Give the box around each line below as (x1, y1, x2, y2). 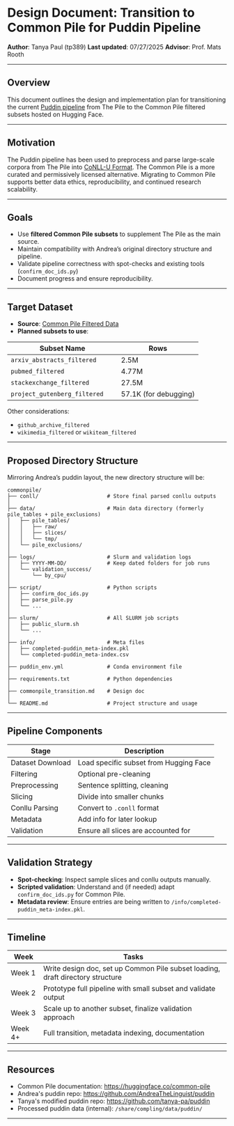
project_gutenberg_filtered (10, 390, 104, 398)
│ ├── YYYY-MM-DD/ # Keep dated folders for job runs (7, 560, 210, 567)
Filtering (10, 769, 38, 779)
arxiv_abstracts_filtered (10, 357, 97, 364)
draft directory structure (42, 973, 122, 983)
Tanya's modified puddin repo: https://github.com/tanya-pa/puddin (17, 1097, 210, 1105)
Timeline (7, 932, 47, 944)
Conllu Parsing (10, 803, 59, 813)
